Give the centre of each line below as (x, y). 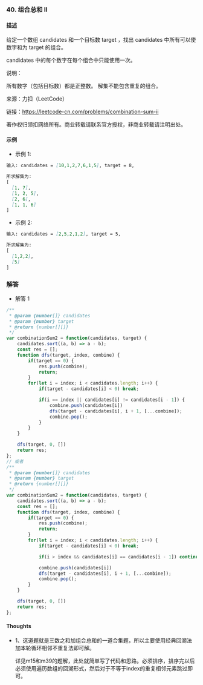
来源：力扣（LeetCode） (37, 99)
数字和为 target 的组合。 (36, 47)
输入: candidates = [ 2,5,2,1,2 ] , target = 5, (64, 234)
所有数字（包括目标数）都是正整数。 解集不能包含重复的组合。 (84, 86)
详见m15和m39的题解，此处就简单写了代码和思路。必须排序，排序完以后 (105, 661)
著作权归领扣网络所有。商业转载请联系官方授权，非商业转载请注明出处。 (96, 125)
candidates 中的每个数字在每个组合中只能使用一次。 (71, 60)
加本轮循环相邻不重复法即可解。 (55, 648)
